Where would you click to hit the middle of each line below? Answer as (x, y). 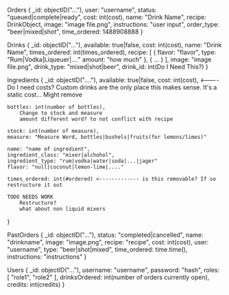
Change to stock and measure (61, 113)
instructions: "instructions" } (47, 257)
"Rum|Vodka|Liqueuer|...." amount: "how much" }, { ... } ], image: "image (109, 60)
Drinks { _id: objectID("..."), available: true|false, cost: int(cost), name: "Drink (114, 45)
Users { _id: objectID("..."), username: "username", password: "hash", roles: (113, 270)
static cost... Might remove (45, 94)
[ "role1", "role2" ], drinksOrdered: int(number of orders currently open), (108, 277)
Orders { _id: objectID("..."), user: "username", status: (82, 10)
